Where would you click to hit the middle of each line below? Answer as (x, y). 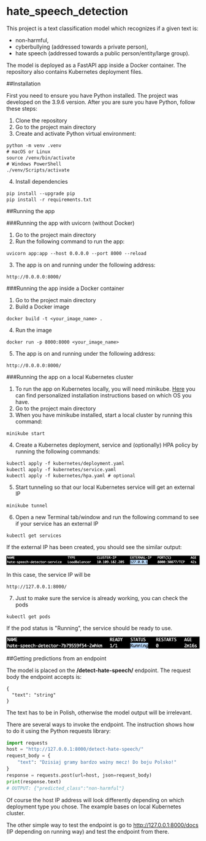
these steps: (22, 108)
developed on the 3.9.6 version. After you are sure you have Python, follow (101, 102)
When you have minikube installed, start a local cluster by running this (104, 415)
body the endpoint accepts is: (44, 676)
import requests (27, 743)
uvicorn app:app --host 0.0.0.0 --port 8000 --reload (77, 253)
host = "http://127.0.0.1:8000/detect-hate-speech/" (75, 749)
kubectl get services (34, 536)
